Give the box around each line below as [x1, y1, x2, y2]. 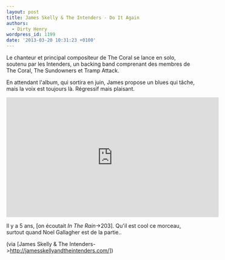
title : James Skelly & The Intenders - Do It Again [6, 15, 139, 21]
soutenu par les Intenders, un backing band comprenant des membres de [6, 60, 190, 68]
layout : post [6, 9, 39, 15]
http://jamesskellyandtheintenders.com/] [10, 247, 112, 254]
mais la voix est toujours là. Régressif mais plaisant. [6, 85, 135, 92]
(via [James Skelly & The [6, 241, 69, 247]
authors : [6, 20, 29, 26]
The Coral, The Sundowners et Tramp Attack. [6, 67, 119, 74]
